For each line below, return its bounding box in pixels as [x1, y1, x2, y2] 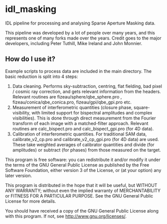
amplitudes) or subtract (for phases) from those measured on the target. [12, 146, 161, 153]
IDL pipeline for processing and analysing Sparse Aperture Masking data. [5, 20, 156, 26]
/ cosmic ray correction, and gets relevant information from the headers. [12, 88, 161, 94]
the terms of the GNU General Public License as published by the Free [5, 161, 150, 168]
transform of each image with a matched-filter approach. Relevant [12, 120, 149, 126]
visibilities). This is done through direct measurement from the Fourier [12, 115, 156, 121]
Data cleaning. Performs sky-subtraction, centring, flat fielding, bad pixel [12, 83, 162, 89]
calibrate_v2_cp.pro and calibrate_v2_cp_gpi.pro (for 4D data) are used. [12, 136, 159, 142]
